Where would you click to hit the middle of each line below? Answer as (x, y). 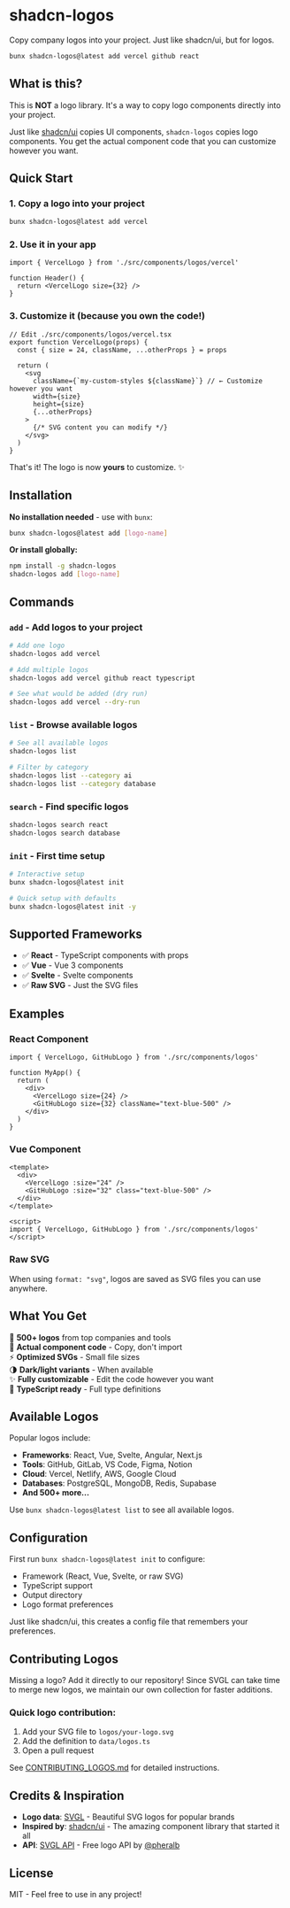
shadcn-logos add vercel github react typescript (103, 678)
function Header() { (47, 278)
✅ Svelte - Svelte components (77, 976)
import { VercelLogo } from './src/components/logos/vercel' (124, 263)
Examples (37, 1013)
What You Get (48, 1316)
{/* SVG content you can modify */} (100, 427)
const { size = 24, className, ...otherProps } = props (122, 350)
